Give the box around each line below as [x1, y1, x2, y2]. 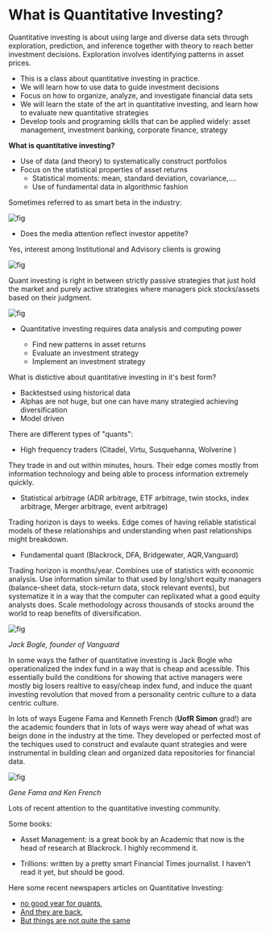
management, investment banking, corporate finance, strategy [19, 125, 228, 135]
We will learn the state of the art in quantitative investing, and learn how [19, 99, 259, 109]
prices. [8, 58, 31, 68]
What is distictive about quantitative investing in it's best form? [8, 372, 217, 382]
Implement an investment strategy [31, 356, 146, 366]
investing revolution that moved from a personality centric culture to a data [8, 689, 256, 699]
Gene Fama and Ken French [8, 787, 102, 797]
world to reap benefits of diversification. [8, 608, 142, 618]
